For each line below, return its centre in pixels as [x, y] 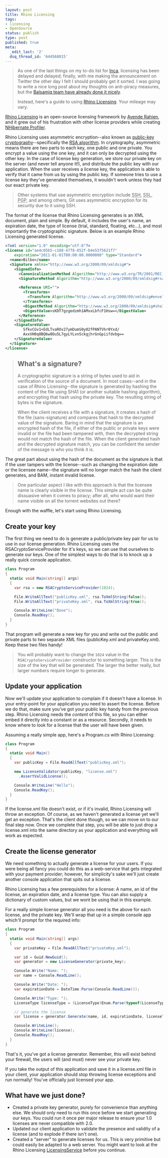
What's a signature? [49, 364]
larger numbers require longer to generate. [61, 670]
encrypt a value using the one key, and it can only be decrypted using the [81, 153]
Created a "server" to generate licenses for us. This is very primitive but [86, 1139]
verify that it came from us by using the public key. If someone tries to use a [83, 175]
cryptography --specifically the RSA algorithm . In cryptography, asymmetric [83, 142]
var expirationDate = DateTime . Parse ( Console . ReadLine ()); [77, 989]
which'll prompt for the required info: [43, 920]
